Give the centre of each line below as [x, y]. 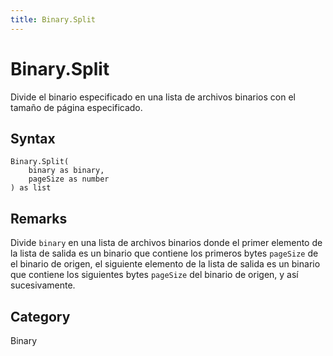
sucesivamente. [43, 285]
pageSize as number [69, 179]
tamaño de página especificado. [76, 107]
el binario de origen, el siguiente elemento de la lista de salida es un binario [165, 264]
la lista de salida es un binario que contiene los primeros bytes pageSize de [164, 253]
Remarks [39, 218]
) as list [31, 188]
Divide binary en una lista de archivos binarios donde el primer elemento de [166, 243]
